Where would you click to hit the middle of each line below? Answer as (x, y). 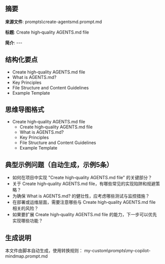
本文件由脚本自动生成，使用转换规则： (44, 251)
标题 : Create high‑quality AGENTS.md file (47, 32)
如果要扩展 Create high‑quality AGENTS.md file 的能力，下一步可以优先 (84, 215)
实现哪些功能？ (27, 221)
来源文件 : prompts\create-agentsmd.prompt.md (54, 22)
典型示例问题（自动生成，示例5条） (59, 165)
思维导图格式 (25, 110)
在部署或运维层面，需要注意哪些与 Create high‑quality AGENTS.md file (84, 202)
